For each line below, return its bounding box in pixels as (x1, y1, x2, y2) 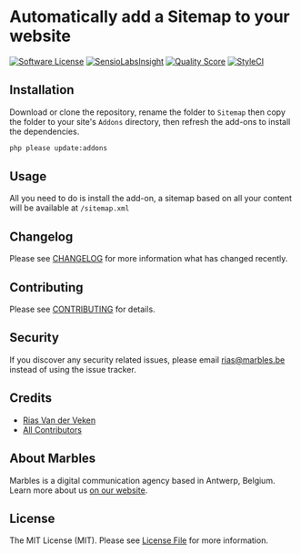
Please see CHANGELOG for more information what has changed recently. (9, 253, 288, 264)
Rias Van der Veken (22, 415, 96, 426)
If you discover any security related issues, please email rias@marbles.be (9, 354, 286, 365)
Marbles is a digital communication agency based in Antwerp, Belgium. (9, 475, 276, 486)
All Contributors (22, 424, 82, 435)
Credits (9, 390, 53, 406)
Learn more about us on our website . (9, 485, 148, 496)
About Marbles (9, 451, 96, 467)
